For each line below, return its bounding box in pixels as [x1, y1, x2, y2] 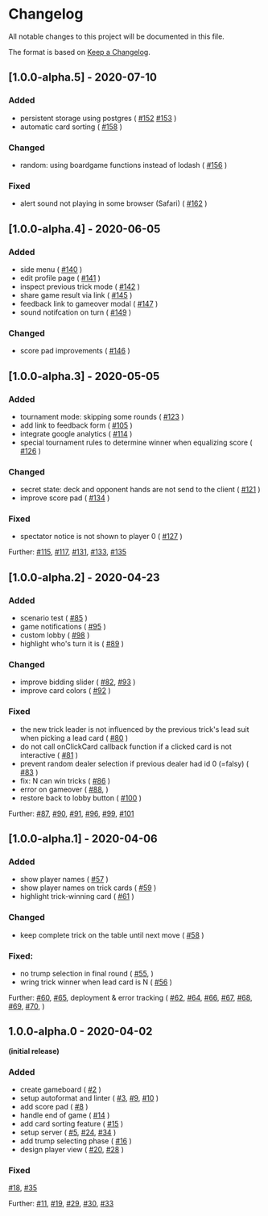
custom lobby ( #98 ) [19, 630, 90, 640]
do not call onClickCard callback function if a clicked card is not [19, 742, 232, 751]
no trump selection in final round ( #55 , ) [19, 969, 155, 979]
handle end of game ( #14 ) [19, 1110, 110, 1120]
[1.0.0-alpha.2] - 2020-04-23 [8, 570, 160, 584]
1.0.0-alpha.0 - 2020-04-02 [8, 1025, 153, 1038]
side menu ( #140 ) [19, 264, 83, 274]
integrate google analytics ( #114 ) [19, 428, 133, 438]
